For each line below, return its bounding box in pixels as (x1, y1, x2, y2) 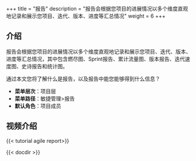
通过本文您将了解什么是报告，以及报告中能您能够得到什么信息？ (6, 75, 160, 82)
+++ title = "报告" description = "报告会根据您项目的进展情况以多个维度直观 (6, 5, 188, 12)
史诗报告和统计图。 (21, 62, 68, 69)
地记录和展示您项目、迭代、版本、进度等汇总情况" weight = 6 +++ (6, 12, 166, 19)
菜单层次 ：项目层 (14, 88, 56, 95)
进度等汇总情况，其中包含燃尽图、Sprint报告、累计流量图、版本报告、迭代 (6, 55, 185, 62)
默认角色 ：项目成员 (14, 102, 62, 109)
